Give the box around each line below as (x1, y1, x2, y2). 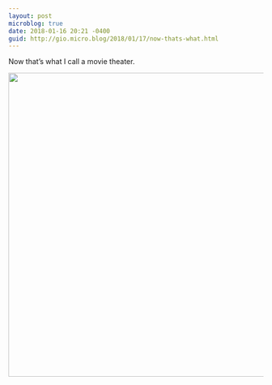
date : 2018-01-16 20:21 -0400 (8, 27, 111, 35)
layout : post (8, 11, 53, 20)
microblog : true (8, 19, 63, 28)
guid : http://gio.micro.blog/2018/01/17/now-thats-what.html (8, 34, 219, 43)
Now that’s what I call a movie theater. (8, 57, 135, 66)
